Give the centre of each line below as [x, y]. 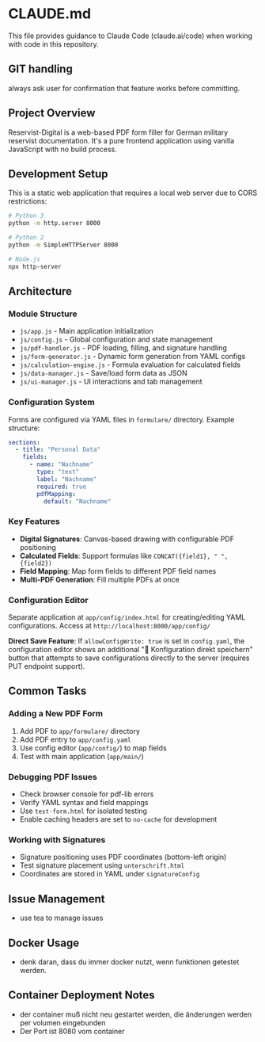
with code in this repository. [53, 44]
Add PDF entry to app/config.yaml [76, 739]
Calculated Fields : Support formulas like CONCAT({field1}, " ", [124, 555]
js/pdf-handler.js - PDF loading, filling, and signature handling [123, 348]
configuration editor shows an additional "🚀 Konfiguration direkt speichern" [131, 650]
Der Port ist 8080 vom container [72, 1031]
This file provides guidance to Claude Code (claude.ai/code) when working [131, 36]
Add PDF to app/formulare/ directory [80, 731]
